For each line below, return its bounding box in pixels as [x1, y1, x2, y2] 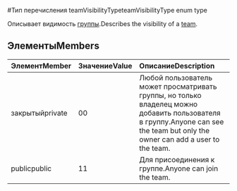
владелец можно [139, 99, 198, 109]
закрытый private [11, 108, 68, 118]
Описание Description [139, 61, 215, 70]
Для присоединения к [139, 154, 215, 164]
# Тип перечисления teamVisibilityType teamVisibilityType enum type [7, 6, 208, 14]
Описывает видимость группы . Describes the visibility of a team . [7, 20, 198, 27]
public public [11, 164, 51, 173]
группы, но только [139, 90, 202, 100]
